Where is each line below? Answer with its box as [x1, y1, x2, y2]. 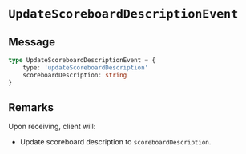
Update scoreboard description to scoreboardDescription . [19, 137, 212, 147]
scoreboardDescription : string [22, 71, 127, 79]
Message [8, 35, 56, 49]
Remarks [8, 101, 54, 114]
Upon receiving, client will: [8, 122, 96, 132]
